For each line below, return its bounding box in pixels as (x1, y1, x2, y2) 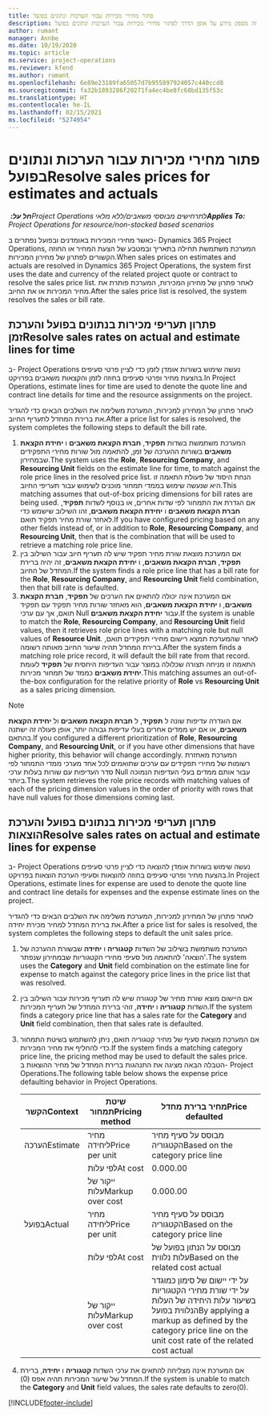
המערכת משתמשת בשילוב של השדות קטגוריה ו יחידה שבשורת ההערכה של (19, 944, 248, 953)
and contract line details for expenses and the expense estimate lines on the (8, 887, 260, 897)
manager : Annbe (8, 34, 59, 42)
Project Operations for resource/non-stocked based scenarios (8, 220, 215, 229)
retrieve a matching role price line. (19, 540, 134, 550)
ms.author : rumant (8, 71, 70, 79)
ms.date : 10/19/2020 (8, 42, 78, 50)
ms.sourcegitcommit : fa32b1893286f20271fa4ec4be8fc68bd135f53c (8, 86, 224, 95)
